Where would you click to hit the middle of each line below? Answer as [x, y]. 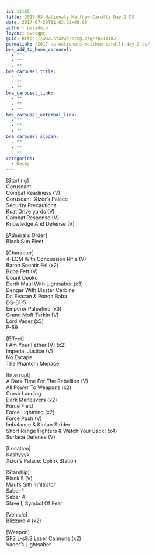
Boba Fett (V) [22, 271]
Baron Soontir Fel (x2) [32, 265]
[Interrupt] [18, 375]
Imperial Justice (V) [30, 351]
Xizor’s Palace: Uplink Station [41, 461]
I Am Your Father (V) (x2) [36, 345]
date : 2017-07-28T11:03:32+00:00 [47, 22]
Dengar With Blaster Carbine [40, 290]
